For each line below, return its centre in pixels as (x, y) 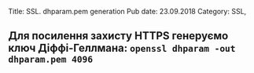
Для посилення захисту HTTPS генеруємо (118, 36)
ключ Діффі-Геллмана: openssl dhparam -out (122, 48)
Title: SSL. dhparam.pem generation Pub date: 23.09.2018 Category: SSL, (127, 11)
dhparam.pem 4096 (50, 60)
